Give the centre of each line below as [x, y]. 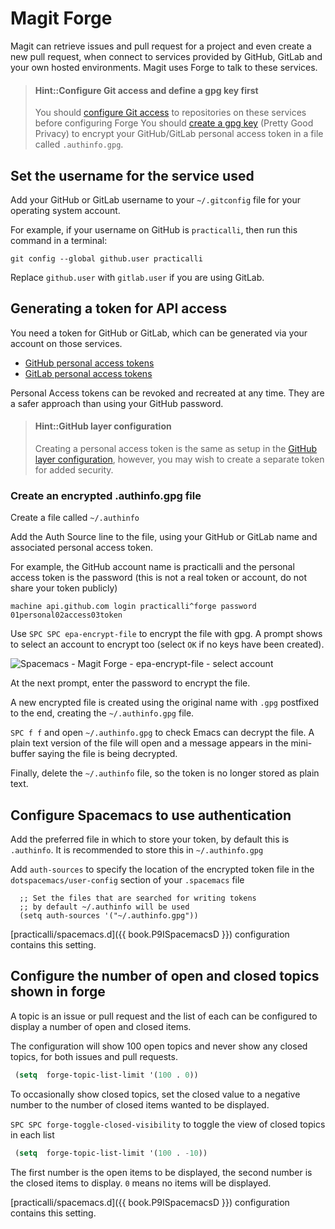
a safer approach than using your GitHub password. [117, 403]
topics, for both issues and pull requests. [94, 1056]
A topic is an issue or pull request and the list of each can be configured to [164, 1016]
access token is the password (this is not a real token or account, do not [159, 578]
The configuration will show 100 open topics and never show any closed [159, 1046]
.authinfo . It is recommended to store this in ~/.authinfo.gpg [137, 850]
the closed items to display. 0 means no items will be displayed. [141, 1183]
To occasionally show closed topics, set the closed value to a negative [155, 1094]
